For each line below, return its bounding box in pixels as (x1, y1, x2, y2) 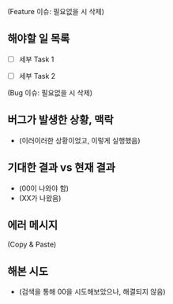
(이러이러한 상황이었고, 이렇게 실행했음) (18, 135, 141, 145)
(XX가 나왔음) (18, 193, 62, 202)
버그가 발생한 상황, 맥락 (7, 113, 114, 127)
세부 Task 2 (18, 71, 56, 80)
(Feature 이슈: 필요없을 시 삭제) (7, 7, 104, 16)
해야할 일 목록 (7, 32, 70, 46)
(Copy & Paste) (7, 239, 57, 250)
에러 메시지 (7, 218, 58, 232)
